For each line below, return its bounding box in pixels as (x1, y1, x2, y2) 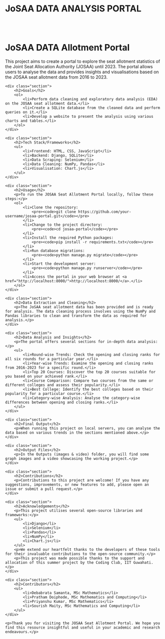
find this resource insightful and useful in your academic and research (5, 625, 161, 630)
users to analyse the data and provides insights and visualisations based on (5, 69, 159, 75)
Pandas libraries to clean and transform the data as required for (5, 313, 147, 318)
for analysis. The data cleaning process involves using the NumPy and (5, 309, 156, 314)
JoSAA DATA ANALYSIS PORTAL (5, 3, 142, 14)
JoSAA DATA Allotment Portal (5, 42, 130, 53)
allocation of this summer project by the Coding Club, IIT (5, 560, 132, 565)
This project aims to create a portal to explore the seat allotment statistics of (5, 58, 161, 64)
